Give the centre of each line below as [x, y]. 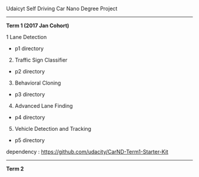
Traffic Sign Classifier [41, 60]
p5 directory [30, 140]
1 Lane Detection [27, 37]
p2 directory [30, 71]
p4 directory [30, 117]
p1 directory [29, 49]
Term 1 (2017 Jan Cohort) [38, 25]
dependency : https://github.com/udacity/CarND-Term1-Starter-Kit [87, 152]
